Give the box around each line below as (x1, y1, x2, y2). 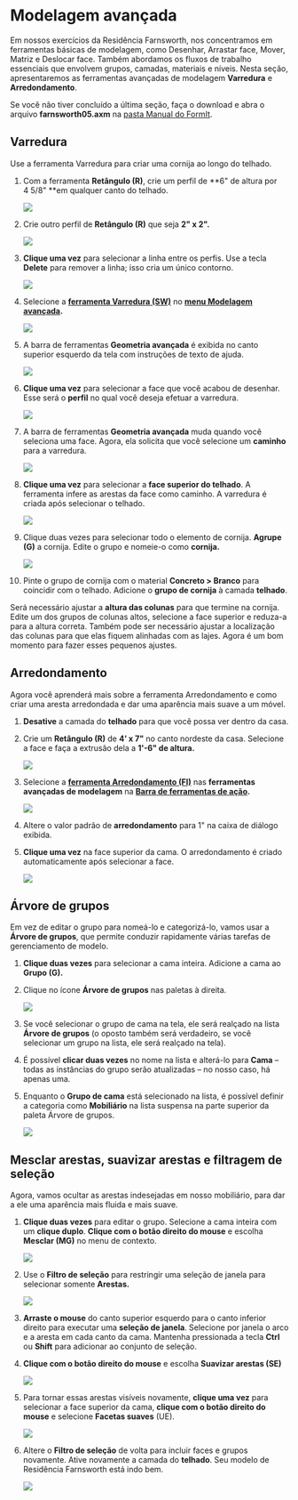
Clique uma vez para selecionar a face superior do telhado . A (22, 479, 251, 489)
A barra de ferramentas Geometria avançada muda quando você (22, 426, 263, 437)
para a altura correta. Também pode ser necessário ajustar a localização (10, 620, 276, 632)
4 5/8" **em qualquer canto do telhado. (22, 184, 169, 196)
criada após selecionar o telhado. (22, 497, 145, 508)
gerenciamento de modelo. (10, 940, 109, 952)
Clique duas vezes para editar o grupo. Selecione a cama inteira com (22, 1216, 278, 1228)
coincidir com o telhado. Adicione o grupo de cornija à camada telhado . (22, 585, 287, 595)
